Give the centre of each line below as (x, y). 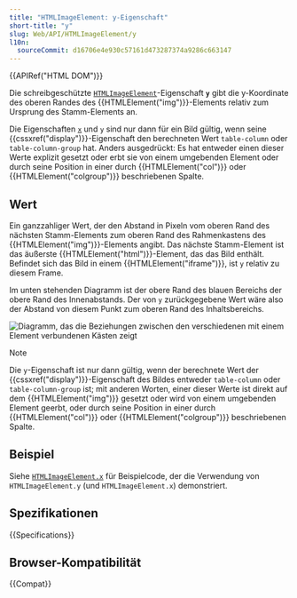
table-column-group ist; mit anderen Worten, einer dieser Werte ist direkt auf (148, 388)
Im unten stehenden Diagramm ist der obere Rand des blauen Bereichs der (145, 290)
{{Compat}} (30, 584)
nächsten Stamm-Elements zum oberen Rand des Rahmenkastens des (137, 235)
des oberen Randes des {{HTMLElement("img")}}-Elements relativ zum (139, 102)
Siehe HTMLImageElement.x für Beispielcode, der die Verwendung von (134, 475)
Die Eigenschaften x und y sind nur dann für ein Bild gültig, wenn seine (138, 129)
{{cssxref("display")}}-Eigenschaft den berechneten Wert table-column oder (148, 139)
